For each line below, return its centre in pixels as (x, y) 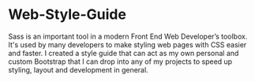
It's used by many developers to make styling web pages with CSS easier (127, 44)
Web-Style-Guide (67, 15)
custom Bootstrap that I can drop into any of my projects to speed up (120, 61)
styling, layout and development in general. (78, 69)
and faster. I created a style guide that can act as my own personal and (124, 53)
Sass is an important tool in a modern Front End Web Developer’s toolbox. (128, 36)
